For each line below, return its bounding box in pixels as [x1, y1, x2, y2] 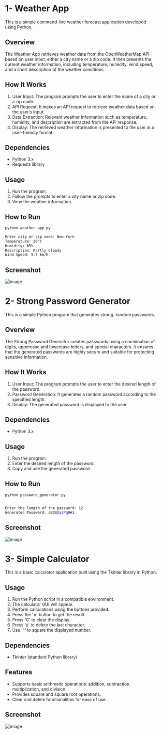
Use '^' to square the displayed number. [12, 627, 91, 633]
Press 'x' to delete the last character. [12, 622, 86, 628]
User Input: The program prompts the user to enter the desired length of [12, 381, 156, 387]
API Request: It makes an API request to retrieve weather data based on [12, 104, 155, 110]
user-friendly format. [12, 129, 54, 135]
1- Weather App [5, 3, 69, 14]
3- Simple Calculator [5, 553, 89, 564]
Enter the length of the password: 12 [5, 505, 83, 511]
